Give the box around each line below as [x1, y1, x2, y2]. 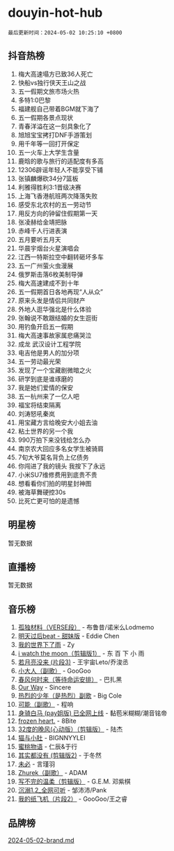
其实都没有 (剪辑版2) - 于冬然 [17, 751, 102, 760]
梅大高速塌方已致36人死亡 [17, 70, 93, 78]
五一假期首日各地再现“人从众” [17, 287, 104, 296]
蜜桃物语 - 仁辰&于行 [17, 742, 78, 751]
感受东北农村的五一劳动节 [17, 200, 92, 208]
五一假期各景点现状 [17, 113, 74, 121]
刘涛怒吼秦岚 [17, 409, 55, 417]
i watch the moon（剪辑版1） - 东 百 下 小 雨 [17, 650, 145, 658]
